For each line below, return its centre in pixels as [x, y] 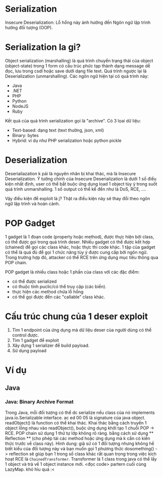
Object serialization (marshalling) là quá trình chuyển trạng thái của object [79, 60]
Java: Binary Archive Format [39, 402]
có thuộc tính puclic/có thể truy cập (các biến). [59, 286]
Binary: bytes [25, 135]
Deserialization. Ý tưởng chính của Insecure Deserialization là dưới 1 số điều [81, 179]
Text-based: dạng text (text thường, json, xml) [58, 130]
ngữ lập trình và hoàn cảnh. [33, 204]
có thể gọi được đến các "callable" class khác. [59, 297]
